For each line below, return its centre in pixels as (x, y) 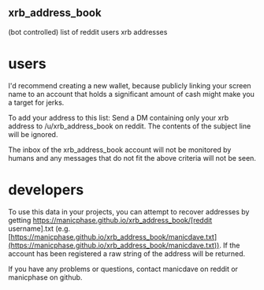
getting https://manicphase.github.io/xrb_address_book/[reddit (110, 220)
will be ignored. (33, 134)
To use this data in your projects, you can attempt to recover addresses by (129, 211)
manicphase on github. (45, 277)
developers (46, 190)
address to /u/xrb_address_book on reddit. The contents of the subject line (130, 126)
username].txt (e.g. (39, 229)
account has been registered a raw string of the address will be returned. (127, 253)
